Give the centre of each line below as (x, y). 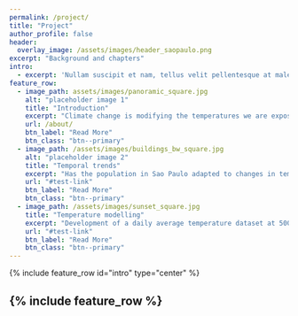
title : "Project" (41, 26)
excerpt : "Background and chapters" (77, 58)
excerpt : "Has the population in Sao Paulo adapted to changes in (150, 173)
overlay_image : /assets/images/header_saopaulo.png (115, 50)
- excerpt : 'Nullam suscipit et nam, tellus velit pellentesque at (145, 75)
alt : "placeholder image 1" (77, 100)
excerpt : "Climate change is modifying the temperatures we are (146, 116)
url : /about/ (49, 125)
